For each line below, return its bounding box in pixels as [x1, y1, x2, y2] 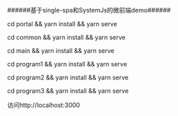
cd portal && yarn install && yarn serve [7, 20, 118, 28]
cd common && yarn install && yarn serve [7, 33, 126, 41]
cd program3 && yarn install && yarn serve [7, 87, 129, 95]
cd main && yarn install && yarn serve [7, 47, 115, 55]
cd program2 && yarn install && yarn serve [7, 73, 129, 81]
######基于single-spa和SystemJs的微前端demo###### [7, 6, 171, 14]
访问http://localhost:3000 [7, 101, 81, 109]
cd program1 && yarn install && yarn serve [7, 60, 127, 68]
